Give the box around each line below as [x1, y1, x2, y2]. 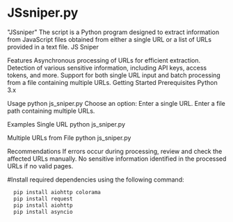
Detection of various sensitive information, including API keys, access [7, 63, 207, 72]
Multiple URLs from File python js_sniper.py [7, 134, 131, 142]
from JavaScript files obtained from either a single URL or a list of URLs [7, 35, 212, 43]
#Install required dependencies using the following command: [7, 175, 184, 184]
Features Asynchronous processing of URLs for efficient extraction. [7, 56, 200, 64]
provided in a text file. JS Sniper [7, 42, 99, 51]
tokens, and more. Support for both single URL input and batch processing [7, 71, 220, 79]
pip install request [13, 195, 73, 203]
